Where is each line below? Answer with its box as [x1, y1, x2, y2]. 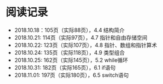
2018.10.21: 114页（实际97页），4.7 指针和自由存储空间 [14, 34, 148, 41]
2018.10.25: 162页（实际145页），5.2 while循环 [14, 56, 129, 64]
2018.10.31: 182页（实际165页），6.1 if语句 [14, 64, 115, 71]
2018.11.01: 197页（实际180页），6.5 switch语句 [14, 71, 129, 79]
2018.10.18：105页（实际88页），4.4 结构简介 [14, 26, 125, 34]
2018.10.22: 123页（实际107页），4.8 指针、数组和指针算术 [14, 41, 158, 49]
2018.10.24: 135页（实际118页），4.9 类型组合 [14, 49, 125, 56]
